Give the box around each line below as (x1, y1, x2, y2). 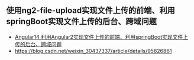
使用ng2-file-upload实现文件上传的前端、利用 (6, 5, 176, 16)
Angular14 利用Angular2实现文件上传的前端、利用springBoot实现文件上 (14, 33, 188, 40)
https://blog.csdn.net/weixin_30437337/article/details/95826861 (14, 47, 172, 54)
